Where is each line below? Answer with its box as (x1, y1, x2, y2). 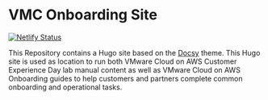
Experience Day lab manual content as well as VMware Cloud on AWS (8, 65, 241, 74)
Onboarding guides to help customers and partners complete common (8, 73, 243, 83)
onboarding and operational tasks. (8, 82, 123, 92)
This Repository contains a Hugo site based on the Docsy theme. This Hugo (8, 48, 261, 57)
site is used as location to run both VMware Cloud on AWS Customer (8, 56, 237, 66)
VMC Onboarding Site (8, 6, 157, 24)
